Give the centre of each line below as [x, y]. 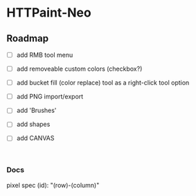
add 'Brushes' [36, 110]
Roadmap [28, 38]
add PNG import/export [50, 97]
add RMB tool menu [45, 55]
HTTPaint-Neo [49, 13]
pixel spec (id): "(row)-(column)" [53, 185]
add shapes [33, 124]
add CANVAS [35, 138]
